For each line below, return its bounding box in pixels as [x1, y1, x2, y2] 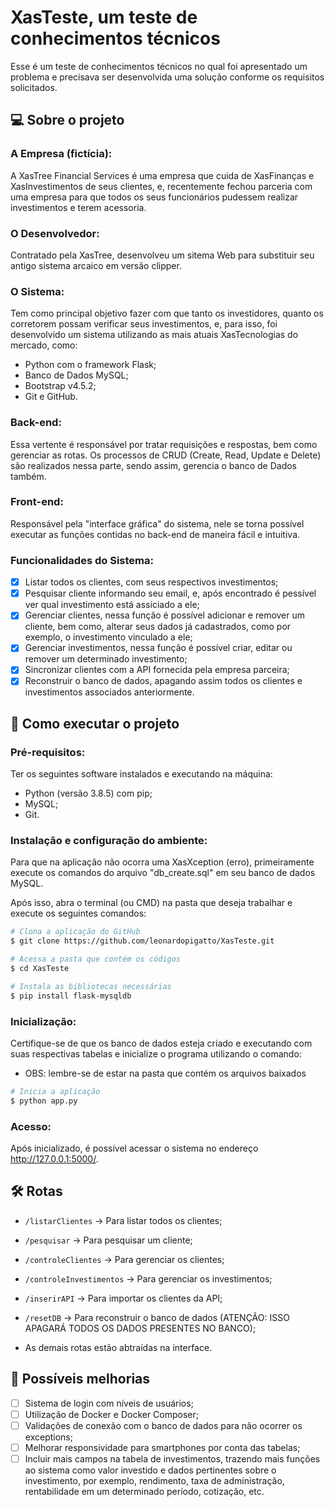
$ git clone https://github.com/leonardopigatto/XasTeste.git [10, 936, 275, 946]
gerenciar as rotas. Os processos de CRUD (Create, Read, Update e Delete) [10, 449, 322, 461]
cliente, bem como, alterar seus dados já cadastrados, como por [24, 621, 292, 633]
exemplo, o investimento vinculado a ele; [24, 631, 193, 643]
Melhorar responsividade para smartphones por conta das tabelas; [24, 1441, 301, 1453]
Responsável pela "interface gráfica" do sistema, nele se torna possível [10, 517, 305, 530]
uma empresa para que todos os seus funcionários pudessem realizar [10, 191, 299, 203]
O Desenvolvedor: [10, 226, 100, 240]
